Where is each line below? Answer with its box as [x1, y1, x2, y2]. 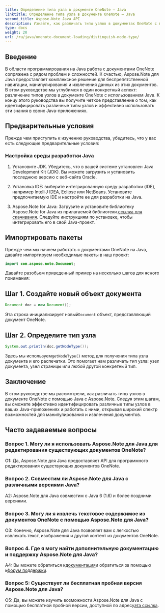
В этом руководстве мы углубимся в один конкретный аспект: [5, 87, 137, 92]
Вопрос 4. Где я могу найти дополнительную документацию [5, 545, 159, 552]
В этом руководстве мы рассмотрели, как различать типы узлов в [5, 390, 145, 396]
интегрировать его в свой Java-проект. [12, 219, 95, 225]
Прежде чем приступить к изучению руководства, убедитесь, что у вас [5, 135, 156, 141]
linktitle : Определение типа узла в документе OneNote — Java [5, 12, 135, 17]
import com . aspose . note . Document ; [5, 261, 76, 266]
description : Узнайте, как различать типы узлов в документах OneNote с [5, 21, 157, 26]
